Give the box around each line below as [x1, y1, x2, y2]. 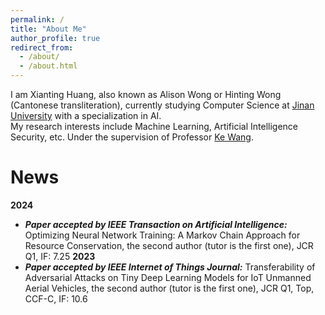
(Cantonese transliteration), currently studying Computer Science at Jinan [10, 99, 315, 111]
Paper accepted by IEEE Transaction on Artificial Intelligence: [24, 218, 288, 230]
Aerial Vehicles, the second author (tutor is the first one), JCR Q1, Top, [24, 282, 315, 294]
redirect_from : [10, 42, 74, 53]
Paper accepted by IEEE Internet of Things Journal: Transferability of [24, 261, 316, 273]
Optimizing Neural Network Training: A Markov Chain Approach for [24, 229, 301, 241]
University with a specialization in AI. [10, 110, 162, 121]
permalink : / [10, 14, 65, 25]
